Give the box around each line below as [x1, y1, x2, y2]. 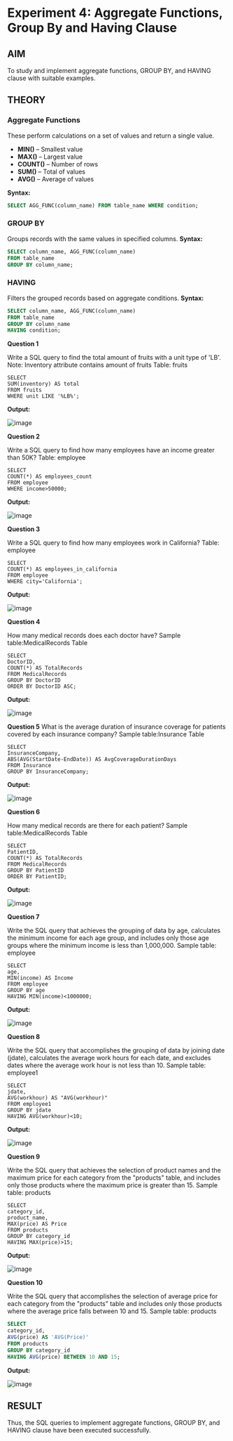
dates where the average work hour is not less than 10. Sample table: [7, 1061, 206, 1069]
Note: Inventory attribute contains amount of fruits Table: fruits [7, 360, 188, 370]
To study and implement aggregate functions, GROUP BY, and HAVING [7, 67, 211, 74]
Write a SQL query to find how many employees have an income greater [7, 446, 215, 455]
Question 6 [7, 808, 41, 816]
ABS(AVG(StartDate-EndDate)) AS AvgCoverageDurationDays [7, 756, 177, 763]
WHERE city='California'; [7, 578, 83, 585]
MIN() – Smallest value [17, 145, 83, 153]
